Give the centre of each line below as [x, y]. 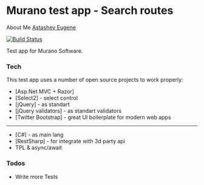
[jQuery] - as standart [42, 104]
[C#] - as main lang [39, 135]
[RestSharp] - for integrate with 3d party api [70, 141]
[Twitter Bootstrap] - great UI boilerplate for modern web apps [93, 117]
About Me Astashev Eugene [41, 27]
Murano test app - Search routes [90, 11]
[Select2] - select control [46, 98]
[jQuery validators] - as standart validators [68, 111]
